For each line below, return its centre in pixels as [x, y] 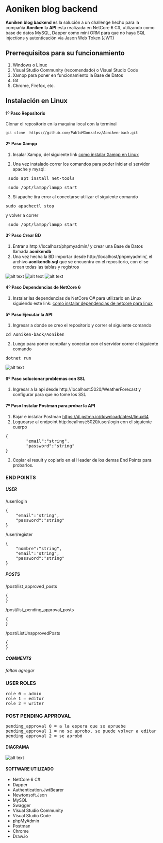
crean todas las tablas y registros [46, 267]
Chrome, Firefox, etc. [34, 86]
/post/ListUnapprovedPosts [33, 633]
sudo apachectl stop [30, 206]
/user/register [19, 534]
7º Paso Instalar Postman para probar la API [50, 405]
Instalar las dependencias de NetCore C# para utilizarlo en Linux [77, 298]
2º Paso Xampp [21, 143]
